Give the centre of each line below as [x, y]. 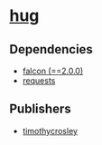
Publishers [40, 109]
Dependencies [51, 49]
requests [39, 81]
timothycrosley [50, 130]
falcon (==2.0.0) [53, 71]
